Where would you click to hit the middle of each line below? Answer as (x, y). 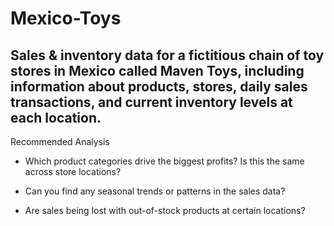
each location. (56, 117)
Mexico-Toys (66, 18)
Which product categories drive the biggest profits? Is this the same (164, 161)
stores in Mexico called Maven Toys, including (157, 70)
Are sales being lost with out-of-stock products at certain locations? (165, 210)
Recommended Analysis (60, 141)
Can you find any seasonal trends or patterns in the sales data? (155, 191)
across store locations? (73, 171)
